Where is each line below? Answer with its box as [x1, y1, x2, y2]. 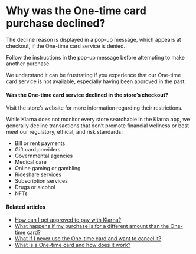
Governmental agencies [14, 152, 73, 160]
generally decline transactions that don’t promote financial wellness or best [6, 122, 189, 129]
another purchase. [6, 60, 51, 67]
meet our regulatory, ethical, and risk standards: [6, 128, 123, 136]
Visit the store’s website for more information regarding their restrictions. [6, 104, 183, 111]
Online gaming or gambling [14, 165, 81, 172]
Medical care [14, 159, 47, 166]
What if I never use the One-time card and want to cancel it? [14, 235, 162, 242]
